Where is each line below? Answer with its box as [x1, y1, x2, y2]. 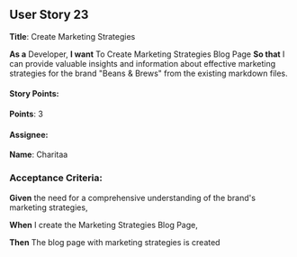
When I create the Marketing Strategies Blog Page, [9, 219, 198, 230]
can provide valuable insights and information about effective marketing [9, 58, 276, 69]
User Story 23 [9, 7, 89, 23]
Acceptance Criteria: [9, 171, 103, 184]
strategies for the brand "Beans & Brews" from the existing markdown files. [9, 68, 288, 78]
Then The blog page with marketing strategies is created [9, 236, 220, 247]
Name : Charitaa [9, 149, 68, 161]
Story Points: [9, 88, 59, 99]
